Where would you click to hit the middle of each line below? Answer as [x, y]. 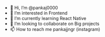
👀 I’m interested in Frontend [39, 13]
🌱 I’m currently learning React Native [48, 18]
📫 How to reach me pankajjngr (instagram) [55, 29]
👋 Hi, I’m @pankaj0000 [34, 8]
